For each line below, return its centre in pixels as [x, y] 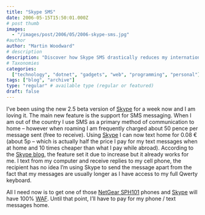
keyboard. [19, 180]
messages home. [28, 205]
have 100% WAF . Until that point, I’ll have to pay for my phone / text [91, 199]
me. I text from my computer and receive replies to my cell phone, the [94, 161]
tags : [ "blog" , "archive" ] [41, 80]
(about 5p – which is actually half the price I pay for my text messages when [102, 141]
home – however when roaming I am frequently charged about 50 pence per [102, 128]
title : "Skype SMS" [31, 12]
